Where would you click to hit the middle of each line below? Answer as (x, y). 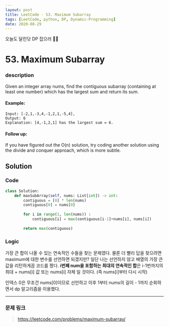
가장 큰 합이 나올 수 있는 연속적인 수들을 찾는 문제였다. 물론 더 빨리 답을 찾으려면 (83, 253)
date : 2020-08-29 (23, 24)
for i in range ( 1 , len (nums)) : (57, 215)
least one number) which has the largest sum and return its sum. (72, 92)
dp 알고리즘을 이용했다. (37, 289)
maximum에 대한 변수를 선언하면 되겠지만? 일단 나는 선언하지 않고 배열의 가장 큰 (84, 259)
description (20, 75)
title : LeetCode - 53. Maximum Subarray (48, 15)
